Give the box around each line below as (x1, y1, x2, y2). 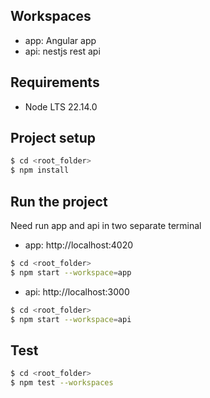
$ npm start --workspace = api (10, 314, 132, 324)
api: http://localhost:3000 (24, 285, 130, 298)
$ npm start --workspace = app (10, 267, 132, 278)
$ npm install (10, 165, 70, 176)
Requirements (10, 74, 100, 91)
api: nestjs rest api (24, 45, 101, 57)
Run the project (10, 193, 108, 210)
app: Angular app (24, 34, 97, 46)
